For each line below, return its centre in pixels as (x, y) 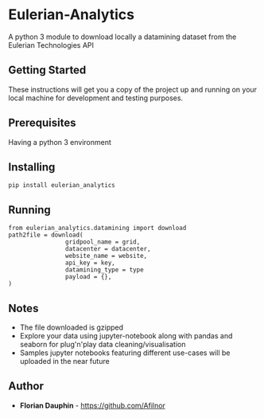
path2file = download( (46, 235)
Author (26, 387)
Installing (32, 167)
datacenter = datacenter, (108, 249)
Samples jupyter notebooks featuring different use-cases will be (125, 353)
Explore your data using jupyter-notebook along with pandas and (126, 336)
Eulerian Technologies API (51, 45)
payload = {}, (88, 277)
